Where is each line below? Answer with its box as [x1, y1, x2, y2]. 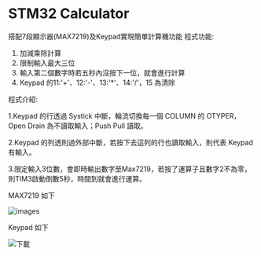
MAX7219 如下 [8, 190, 55, 200]
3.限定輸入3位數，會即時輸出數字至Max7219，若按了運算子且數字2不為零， [8, 164, 252, 174]
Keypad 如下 [8, 222, 49, 232]
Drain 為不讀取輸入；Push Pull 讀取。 [27, 121, 148, 130]
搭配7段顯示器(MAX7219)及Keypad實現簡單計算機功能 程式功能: [8, 31, 215, 41]
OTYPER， [206, 111, 241, 120]
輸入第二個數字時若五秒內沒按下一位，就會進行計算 [19, 68, 186, 77]
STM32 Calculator [8, 5, 130, 23]
